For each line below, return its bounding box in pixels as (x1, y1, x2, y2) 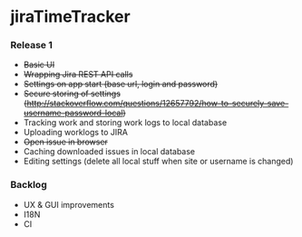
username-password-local (23, 107, 123, 119)
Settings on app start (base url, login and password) (23, 79, 219, 90)
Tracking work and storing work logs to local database (23, 117, 228, 128)
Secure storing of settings (23, 88, 122, 99)
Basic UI (23, 59, 55, 70)
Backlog (10, 179, 48, 192)
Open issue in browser (23, 136, 108, 147)
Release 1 (10, 39, 53, 52)
